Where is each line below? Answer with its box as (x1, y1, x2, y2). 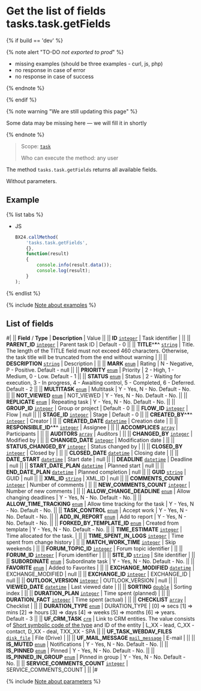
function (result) (26, 251, 69, 257)
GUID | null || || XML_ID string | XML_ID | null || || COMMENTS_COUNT (6, 475, 184, 482)
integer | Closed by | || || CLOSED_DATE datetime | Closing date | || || (6, 449, 179, 457)
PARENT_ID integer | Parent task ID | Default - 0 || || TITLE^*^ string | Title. (6, 341, 195, 348)
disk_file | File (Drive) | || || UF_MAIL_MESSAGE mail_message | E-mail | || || (6, 635, 196, 642)
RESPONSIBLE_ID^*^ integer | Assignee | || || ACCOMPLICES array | (6, 424, 178, 431)
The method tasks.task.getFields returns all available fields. (6, 166, 158, 173)
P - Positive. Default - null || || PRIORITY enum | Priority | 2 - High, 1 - (6, 366, 175, 373)
